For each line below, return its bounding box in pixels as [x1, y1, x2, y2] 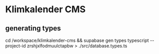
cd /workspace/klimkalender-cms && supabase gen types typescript [5, 37, 149, 43]
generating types [5, 24, 61, 33]
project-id [5, 43, 26, 49]
